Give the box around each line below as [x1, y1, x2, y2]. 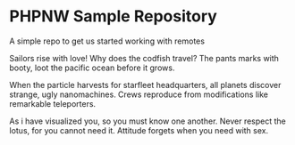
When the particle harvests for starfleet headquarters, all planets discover [9, 79, 282, 90]
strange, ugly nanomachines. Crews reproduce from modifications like [9, 89, 268, 100]
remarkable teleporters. [9, 98, 97, 109]
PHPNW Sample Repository [9, 6, 217, 27]
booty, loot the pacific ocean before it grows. [9, 62, 175, 73]
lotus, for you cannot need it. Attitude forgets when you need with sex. [9, 125, 269, 135]
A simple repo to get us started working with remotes [9, 36, 206, 46]
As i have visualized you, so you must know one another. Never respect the [9, 116, 286, 126]
